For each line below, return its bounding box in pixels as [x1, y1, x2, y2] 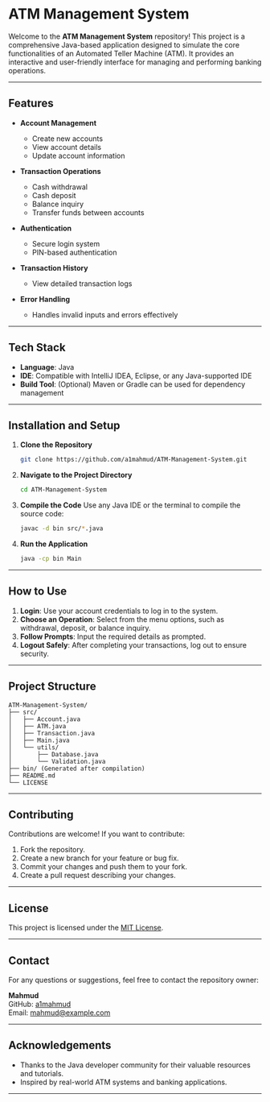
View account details [31, 142, 102, 151]
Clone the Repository [19, 440, 92, 449]
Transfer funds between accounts [31, 207, 145, 217]
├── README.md [8, 771, 56, 780]
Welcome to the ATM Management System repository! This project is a [8, 31, 245, 41]
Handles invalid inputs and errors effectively [31, 309, 178, 319]
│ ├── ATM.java [8, 722, 67, 730]
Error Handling [19, 294, 71, 304]
